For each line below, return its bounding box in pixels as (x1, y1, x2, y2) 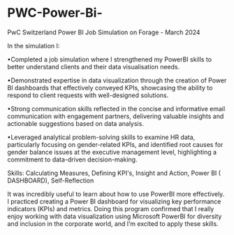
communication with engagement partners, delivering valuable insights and (7, 112, 224, 120)
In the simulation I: (7, 41, 60, 50)
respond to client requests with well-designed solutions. (7, 91, 169, 99)
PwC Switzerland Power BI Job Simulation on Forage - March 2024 (7, 28, 200, 36)
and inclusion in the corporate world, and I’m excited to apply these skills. (7, 219, 219, 228)
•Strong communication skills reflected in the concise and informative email (7, 104, 226, 113)
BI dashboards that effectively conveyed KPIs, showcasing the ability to (7, 83, 213, 92)
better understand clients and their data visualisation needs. (7, 62, 180, 71)
